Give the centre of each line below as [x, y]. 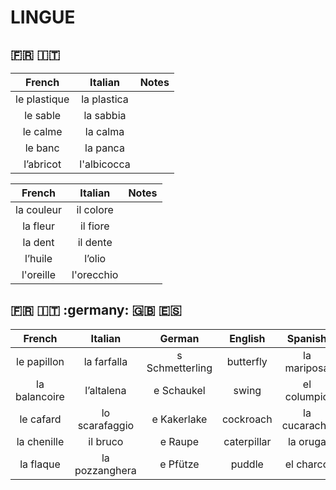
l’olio [95, 258]
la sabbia [105, 115]
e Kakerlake [179, 419]
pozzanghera [105, 470]
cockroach [247, 419]
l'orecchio [95, 274]
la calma [104, 131]
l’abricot [42, 164]
